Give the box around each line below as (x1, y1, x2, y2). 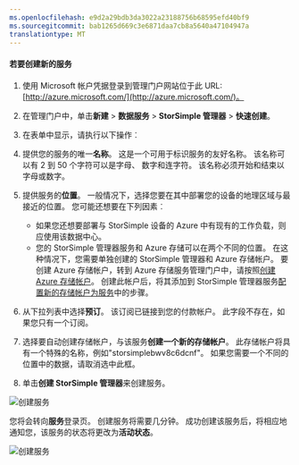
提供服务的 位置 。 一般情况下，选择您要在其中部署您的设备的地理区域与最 (21, 190, 291, 200)
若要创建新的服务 (9, 58, 72, 69)
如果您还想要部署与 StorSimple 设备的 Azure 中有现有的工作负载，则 (35, 220, 287, 231)
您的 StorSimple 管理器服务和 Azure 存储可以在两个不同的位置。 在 (35, 242, 281, 253)
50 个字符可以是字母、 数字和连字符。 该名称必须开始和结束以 (57, 159, 286, 170)
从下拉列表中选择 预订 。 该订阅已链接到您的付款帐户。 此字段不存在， (21, 306, 278, 317)
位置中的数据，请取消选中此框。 (21, 359, 140, 369)
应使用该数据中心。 (35, 231, 107, 241)
